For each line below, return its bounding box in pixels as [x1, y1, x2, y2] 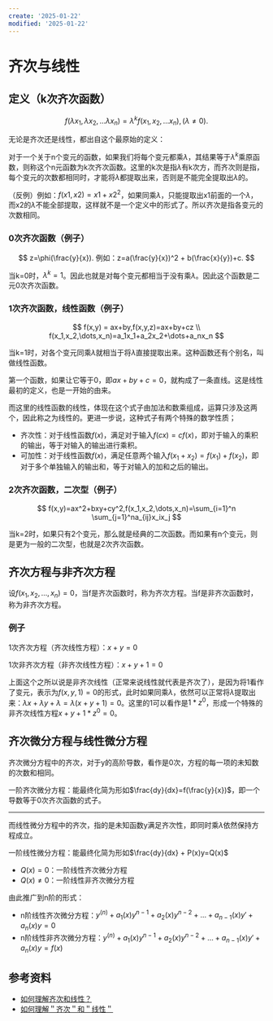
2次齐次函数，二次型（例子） [8, 484, 122, 495]
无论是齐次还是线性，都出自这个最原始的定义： [8, 134, 165, 143]
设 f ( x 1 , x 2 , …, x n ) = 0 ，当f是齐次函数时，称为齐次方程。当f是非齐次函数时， [8, 588, 258, 600]
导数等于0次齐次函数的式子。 [8, 795, 106, 805]
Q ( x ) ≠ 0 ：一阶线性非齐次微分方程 [19, 875, 135, 885]
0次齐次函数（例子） [8, 233, 89, 244]
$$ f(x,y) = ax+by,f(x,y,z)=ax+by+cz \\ [72, 322, 201, 332]
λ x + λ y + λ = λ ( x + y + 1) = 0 [23, 698, 122, 707]
